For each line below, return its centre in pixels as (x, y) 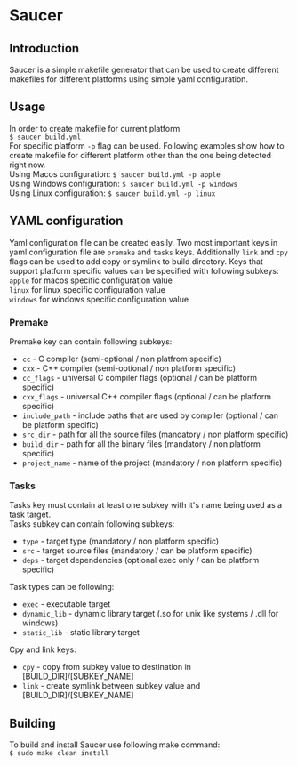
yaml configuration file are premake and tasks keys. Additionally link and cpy (149, 252)
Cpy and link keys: (43, 649)
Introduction (44, 48)
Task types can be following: (62, 587)
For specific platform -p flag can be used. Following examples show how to (147, 145)
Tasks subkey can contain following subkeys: (92, 524)
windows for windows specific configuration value (99, 299)
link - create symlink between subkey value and (111, 686)
